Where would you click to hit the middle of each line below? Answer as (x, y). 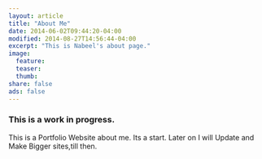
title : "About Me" (39, 24)
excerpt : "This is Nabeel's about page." (80, 46)
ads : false (27, 91)
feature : (31, 62)
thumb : (27, 76)
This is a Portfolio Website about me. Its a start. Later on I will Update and (131, 137)
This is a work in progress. (62, 120)
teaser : (29, 69)
